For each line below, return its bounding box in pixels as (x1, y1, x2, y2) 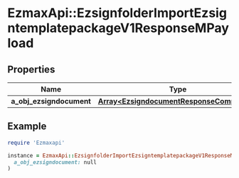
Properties (7, 63, 55, 75)
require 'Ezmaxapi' (7, 139, 65, 146)
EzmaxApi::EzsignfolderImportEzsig (7, 5, 228, 21)
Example (7, 121, 47, 133)
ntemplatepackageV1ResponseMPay (7, 20, 230, 36)
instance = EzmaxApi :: (7, 152, 75, 159)
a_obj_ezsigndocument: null (14, 158, 97, 166)
